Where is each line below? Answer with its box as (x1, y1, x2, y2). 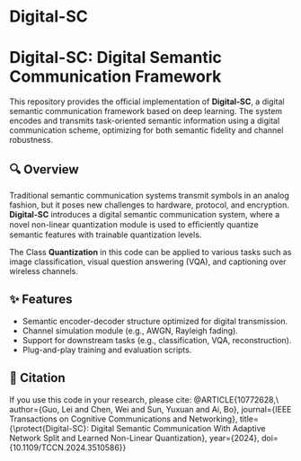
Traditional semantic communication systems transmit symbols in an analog (9, 190, 290, 200)
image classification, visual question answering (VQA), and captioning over (9, 256, 287, 267)
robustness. (9, 135, 54, 146)
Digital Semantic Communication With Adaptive (91, 422, 266, 433)
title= (239, 413, 259, 424)
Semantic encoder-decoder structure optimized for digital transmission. (22, 315, 288, 326)
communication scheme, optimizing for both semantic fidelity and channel (9, 125, 284, 136)
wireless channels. (9, 265, 78, 276)
